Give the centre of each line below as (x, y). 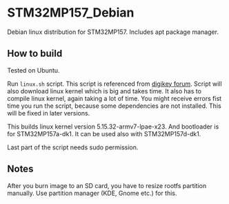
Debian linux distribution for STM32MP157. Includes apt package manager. (113, 32)
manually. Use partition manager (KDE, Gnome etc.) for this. (92, 193)
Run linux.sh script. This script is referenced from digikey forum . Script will (114, 84)
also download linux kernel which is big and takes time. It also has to (104, 91)
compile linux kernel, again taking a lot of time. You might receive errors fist (114, 98)
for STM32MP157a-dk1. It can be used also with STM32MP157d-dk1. (104, 133)
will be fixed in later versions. (49, 113)
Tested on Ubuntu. (33, 70)
